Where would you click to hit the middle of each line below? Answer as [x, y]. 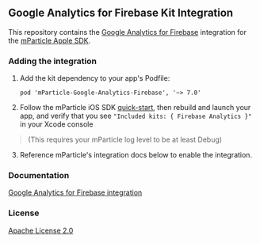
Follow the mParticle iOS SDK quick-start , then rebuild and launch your [135, 108]
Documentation [39, 176]
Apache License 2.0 [41, 230]
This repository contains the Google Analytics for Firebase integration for [128, 32]
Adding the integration [53, 61]
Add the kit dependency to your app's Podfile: [95, 78]
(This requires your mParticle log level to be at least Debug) [125, 140]
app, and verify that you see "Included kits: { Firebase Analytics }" [136, 116]
